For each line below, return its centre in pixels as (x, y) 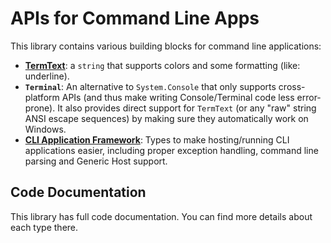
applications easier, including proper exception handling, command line (171, 150)
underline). (47, 76)
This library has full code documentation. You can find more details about (161, 216)
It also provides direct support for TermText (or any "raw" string (187, 108)
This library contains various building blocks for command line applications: (166, 46)
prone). (40, 108)
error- (309, 97)
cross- (292, 86)
